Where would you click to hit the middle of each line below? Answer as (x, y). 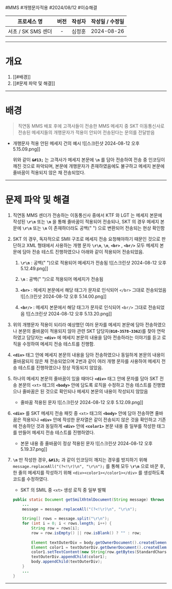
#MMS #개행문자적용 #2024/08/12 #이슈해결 (51, 7)
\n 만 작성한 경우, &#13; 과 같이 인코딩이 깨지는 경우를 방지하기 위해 (80, 460)
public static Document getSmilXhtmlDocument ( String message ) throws (89, 500)
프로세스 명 (30, 21)
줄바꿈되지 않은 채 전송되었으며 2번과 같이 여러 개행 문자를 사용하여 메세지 (86, 361)
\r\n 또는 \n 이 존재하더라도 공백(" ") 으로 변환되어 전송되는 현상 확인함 (93, 228)
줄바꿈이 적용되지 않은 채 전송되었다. (49, 172)
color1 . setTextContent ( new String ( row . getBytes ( (84, 552)
